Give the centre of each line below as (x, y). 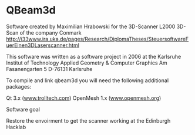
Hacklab (16, 127)
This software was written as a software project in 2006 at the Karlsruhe (94, 56)
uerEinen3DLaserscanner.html (43, 45)
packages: (19, 86)
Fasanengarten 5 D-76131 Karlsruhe (49, 69)
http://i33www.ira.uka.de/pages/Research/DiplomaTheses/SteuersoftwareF (97, 39)
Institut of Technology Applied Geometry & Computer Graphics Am (87, 63)
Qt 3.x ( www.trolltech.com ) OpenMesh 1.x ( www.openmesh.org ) (84, 98)
